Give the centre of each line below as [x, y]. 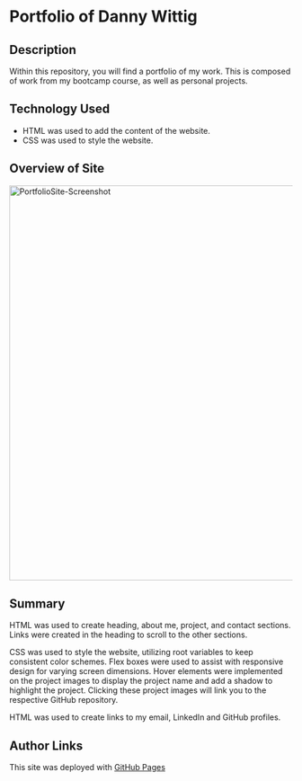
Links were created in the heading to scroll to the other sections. [129, 635]
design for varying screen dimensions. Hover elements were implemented [146, 671]
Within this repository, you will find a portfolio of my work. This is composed [150, 71]
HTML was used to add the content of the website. [116, 130]
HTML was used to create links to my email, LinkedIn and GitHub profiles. [145, 717]
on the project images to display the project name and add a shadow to [141, 681]
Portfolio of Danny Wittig [103, 17]
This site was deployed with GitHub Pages [88, 768]
